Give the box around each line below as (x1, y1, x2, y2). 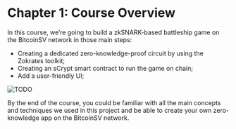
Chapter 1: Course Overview (7, 5, 176, 21)
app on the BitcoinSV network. (41, 114, 130, 122)
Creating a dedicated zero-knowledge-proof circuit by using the (17, 49, 204, 57)
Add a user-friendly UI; (17, 72, 85, 80)
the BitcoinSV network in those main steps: (7, 35, 132, 43)
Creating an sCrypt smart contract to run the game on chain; (17, 64, 194, 72)
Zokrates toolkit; (17, 56, 66, 64)
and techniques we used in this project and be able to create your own (7, 106, 212, 114)
